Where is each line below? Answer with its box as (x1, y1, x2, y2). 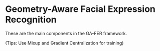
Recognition (5, 14, 57, 25)
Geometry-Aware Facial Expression (5, 3, 155, 15)
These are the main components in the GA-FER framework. (5, 30, 127, 36)
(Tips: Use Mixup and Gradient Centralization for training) (5, 40, 124, 46)
